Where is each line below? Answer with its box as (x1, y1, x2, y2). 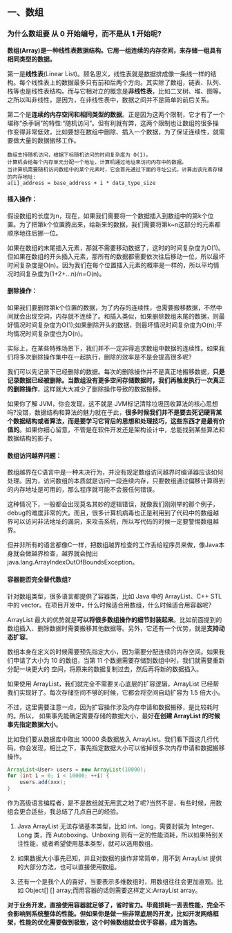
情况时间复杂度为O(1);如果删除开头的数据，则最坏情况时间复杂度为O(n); (12, 321, 217, 329)
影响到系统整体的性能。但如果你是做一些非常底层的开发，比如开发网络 (12, 909, 213, 918)
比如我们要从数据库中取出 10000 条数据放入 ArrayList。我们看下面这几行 (7, 735, 213, 743)
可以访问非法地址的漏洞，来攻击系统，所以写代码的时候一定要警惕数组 (12, 517, 213, 526)
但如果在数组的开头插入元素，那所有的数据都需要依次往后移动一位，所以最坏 (7, 252, 225, 260)
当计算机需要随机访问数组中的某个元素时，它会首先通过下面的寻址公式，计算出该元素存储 (7, 166, 223, 173)
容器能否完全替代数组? (7, 575, 71, 583)
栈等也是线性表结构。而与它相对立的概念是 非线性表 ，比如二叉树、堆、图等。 (7, 87, 225, 95)
